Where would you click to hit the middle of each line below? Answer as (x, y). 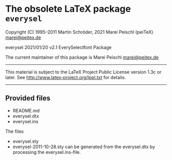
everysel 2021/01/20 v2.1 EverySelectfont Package (58, 47)
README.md (26, 110)
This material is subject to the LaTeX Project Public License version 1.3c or (83, 72)
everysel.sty (26, 141)
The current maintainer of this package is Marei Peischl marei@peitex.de (82, 57)
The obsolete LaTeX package (68, 9)
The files (15, 131)
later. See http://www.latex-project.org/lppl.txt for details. (66, 77)
